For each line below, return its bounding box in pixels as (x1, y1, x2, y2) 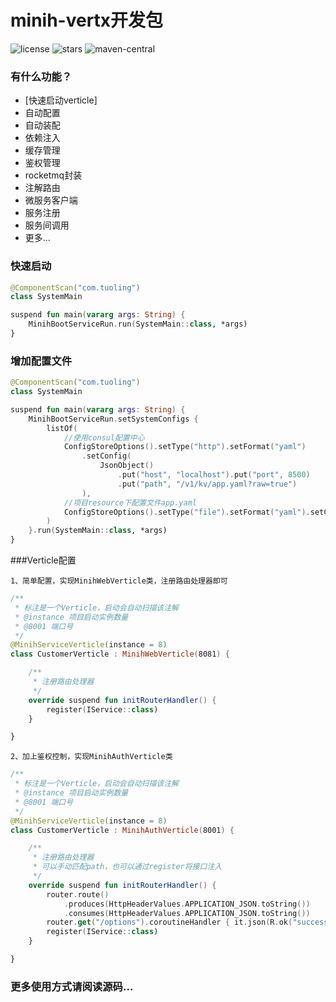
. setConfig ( (81, 451, 132, 461)
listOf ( (46, 423, 78, 433)
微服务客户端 (24, 194, 78, 206)
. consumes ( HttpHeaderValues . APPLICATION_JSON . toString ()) (63, 908, 311, 918)
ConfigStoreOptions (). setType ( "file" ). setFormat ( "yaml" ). (63, 507, 311, 517)
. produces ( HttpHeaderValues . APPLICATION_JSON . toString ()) (63, 899, 311, 909)
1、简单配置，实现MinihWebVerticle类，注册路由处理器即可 (10, 576, 228, 586)
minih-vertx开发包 (10, 9, 164, 32)
